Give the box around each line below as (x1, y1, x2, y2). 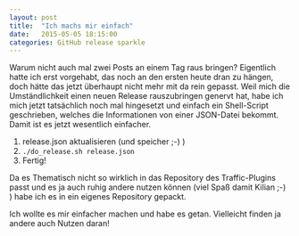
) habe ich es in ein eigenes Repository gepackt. (9, 191, 187, 202)
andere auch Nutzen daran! (9, 218, 110, 229)
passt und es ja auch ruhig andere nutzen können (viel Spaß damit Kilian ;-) (9, 182, 287, 192)
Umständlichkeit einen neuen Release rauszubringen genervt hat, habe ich (9, 91, 284, 102)
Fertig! (21, 155, 46, 166)
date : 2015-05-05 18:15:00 (9, 29, 118, 38)
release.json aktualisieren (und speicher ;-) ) (21, 136, 186, 147)
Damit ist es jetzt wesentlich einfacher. (9, 119, 152, 130)
